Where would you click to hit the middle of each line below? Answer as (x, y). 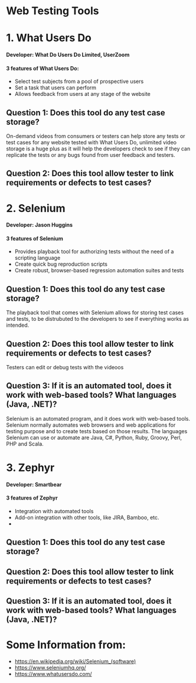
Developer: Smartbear (34, 484)
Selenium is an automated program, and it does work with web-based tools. (98, 418)
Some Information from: (66, 645)
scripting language (37, 258)
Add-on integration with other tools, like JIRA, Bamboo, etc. (87, 517)
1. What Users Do (49, 38)
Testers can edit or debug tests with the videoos (65, 367)
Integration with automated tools (54, 511)
